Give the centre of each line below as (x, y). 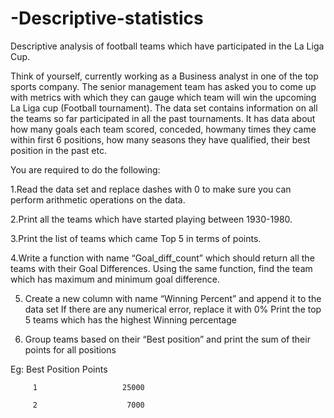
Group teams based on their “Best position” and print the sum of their (167, 339)
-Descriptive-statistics (107, 18)
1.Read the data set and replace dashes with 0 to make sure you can (151, 189)
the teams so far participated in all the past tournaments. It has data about (163, 118)
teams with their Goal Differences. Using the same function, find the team (161, 268)
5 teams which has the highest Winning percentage (130, 319)
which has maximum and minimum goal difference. (115, 279)
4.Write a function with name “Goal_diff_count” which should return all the (162, 258)
